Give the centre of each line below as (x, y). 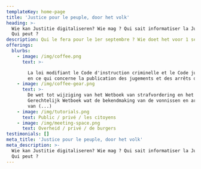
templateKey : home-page (36, 12)
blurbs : (21, 51)
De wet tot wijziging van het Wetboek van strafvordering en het (111, 95)
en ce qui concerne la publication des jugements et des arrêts (109, 79)
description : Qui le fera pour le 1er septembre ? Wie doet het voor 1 (97, 40)
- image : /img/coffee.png (49, 56)
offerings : (20, 46)
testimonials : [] (28, 134)
